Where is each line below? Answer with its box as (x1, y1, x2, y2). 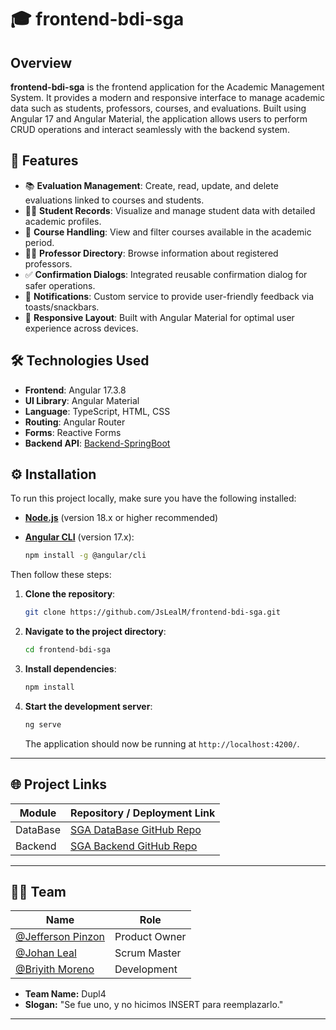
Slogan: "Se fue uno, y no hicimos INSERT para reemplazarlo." (24, 999, 284, 1011)
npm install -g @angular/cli (24, 551, 147, 561)
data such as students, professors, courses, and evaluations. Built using (10, 102, 307, 114)
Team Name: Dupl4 (24, 988, 107, 1000)
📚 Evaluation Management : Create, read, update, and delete (24, 179, 279, 191)
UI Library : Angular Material (24, 394, 140, 406)
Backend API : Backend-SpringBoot (24, 437, 171, 449)
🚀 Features (10, 152, 79, 170)
